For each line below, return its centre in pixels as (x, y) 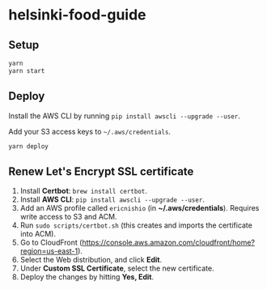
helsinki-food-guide (78, 15)
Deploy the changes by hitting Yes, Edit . (87, 277)
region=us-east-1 (49, 251)
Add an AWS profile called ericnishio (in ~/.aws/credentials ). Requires (140, 208)
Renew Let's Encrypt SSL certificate (101, 171)
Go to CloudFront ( (51, 243)
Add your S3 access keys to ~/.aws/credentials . (90, 131)
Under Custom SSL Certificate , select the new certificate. (117, 268)
